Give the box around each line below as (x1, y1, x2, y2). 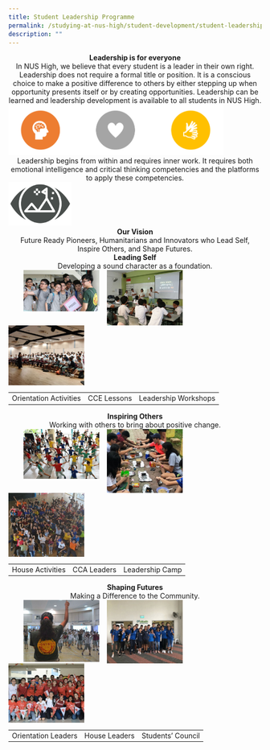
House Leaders (84, 731, 135, 740)
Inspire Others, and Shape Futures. (77, 244, 193, 253)
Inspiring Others (107, 411, 163, 421)
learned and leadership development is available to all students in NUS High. (8, 96, 262, 105)
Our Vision (117, 226, 153, 237)
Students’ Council (141, 731, 201, 740)
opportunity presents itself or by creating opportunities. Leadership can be (11, 87, 259, 97)
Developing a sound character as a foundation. (57, 261, 213, 270)
